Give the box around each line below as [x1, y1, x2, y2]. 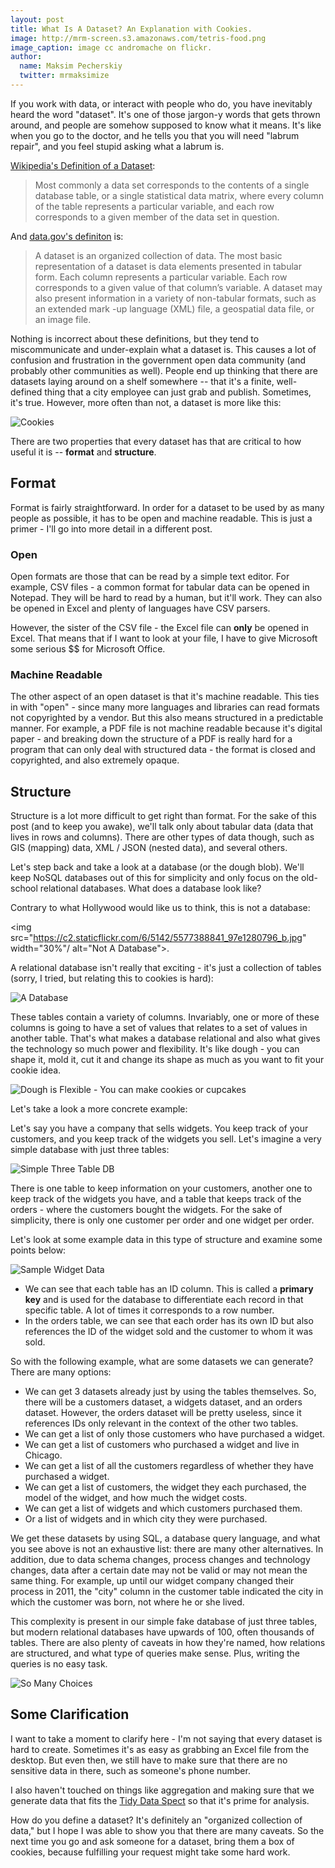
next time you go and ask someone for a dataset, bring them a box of [10, 1835, 295, 1847]
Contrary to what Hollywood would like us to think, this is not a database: [10, 902, 311, 914]
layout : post [10, 14, 65, 25]
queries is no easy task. [10, 1658, 108, 1670]
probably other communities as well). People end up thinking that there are [10, 364, 318, 376]
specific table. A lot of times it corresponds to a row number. [24, 1304, 275, 1316]
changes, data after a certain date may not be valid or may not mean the [10, 1564, 308, 1576]
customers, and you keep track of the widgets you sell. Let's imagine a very [10, 1133, 322, 1145]
